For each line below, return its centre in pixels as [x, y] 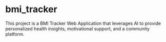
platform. [15, 34]
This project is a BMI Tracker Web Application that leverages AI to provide [83, 23]
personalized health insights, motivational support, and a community [78, 28]
